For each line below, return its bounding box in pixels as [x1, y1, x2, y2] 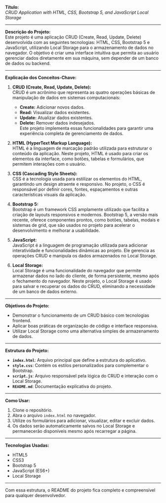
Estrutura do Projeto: [5, 348, 49, 353]
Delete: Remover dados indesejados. [19, 120, 95, 126]
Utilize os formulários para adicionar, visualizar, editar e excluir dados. [12, 418, 155, 423]
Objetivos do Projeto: [5, 303, 49, 308]
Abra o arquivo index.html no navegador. [12, 413, 96, 418]
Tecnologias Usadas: [5, 442, 49, 448]
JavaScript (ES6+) [12, 468, 50, 473]
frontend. [12, 318, 32, 323]
